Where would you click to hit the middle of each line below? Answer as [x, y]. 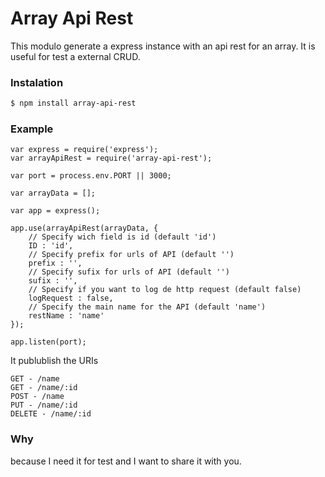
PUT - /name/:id [44, 405]
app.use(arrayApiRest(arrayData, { [84, 228]
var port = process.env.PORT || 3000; [91, 176]
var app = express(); [55, 211]
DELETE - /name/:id [51, 414]
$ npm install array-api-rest [73, 103]
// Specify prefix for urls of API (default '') [131, 255]
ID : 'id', [51, 246]
